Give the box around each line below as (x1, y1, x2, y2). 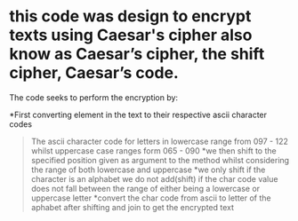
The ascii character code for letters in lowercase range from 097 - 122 (30, 136, 289, 146)
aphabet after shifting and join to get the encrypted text (30, 201, 234, 212)
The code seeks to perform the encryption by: (9, 91, 179, 103)
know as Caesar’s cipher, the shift (9, 44, 265, 64)
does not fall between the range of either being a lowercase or (30, 183, 261, 193)
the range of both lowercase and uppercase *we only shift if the (30, 164, 266, 175)
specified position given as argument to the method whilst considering (30, 154, 290, 165)
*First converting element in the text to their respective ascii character (9, 109, 268, 120)
